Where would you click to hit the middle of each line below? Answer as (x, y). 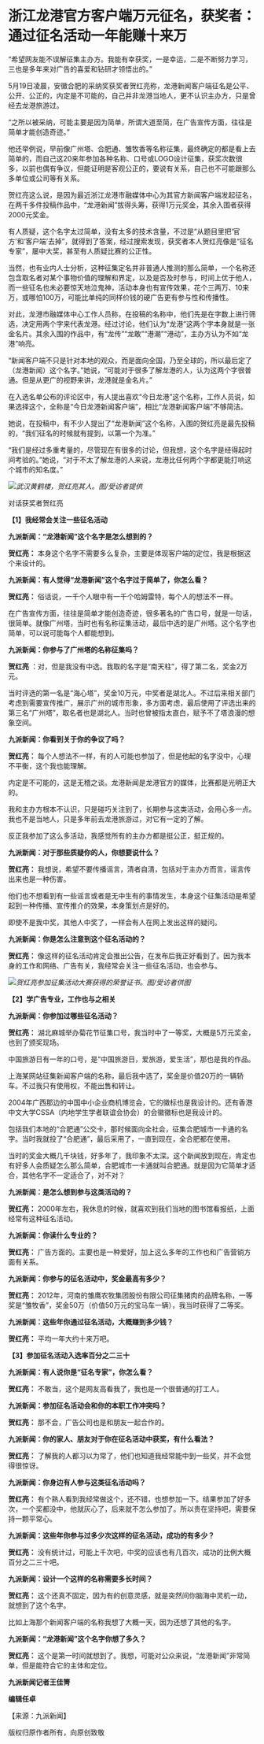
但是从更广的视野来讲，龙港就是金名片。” (87, 380)
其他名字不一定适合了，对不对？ (73, 1175)
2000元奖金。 (31, 214)
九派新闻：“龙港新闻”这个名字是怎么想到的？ (81, 536)
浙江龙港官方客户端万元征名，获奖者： (132, 16)
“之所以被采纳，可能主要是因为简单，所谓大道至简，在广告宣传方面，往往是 (130, 122)
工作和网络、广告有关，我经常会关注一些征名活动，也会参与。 (121, 965)
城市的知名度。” (39, 469)
